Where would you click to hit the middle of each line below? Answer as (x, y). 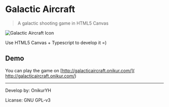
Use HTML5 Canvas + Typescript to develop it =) (56, 42)
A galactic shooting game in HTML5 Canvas (63, 23)
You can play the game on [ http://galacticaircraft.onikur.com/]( (70, 70)
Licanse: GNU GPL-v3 (28, 100)
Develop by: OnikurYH (28, 90)
